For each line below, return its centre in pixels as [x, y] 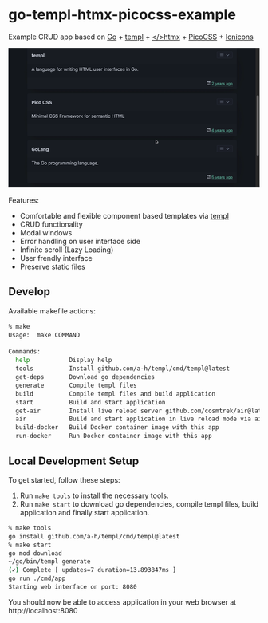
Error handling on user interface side [80, 242]
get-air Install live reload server [89, 411]
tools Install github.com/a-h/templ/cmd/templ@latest [122, 369]
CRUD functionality [51, 224]
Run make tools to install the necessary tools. [94, 495]
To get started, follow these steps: [65, 479]
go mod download [35, 553]
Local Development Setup [74, 461]
